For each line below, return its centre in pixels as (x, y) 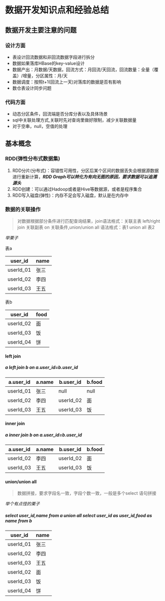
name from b (19, 521)
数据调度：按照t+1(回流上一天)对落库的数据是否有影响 (67, 82)
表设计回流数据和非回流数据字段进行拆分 (53, 57)
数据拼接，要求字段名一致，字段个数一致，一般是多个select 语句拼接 (87, 493)
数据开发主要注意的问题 (41, 30)
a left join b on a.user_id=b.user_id (41, 367)
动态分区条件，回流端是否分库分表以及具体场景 (60, 114)
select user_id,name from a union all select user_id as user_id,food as (79, 516)
